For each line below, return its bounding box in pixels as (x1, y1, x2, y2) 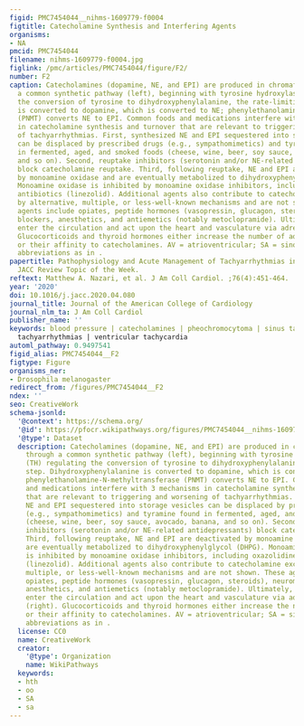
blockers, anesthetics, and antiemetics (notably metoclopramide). (17, 214, 278, 224)
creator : (17, 644, 51, 653)
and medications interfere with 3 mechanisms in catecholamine (25, 484, 270, 493)
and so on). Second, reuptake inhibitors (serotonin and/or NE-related (17, 156, 294, 165)
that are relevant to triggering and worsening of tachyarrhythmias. (25, 492, 294, 502)
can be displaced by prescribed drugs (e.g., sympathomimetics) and (17, 139, 281, 148)
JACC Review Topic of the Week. (17, 266, 140, 275)
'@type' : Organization (25, 652, 111, 661)
